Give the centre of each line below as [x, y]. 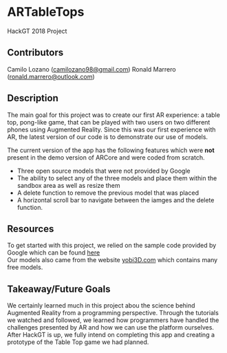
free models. [25, 267]
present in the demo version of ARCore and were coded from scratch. [106, 157]
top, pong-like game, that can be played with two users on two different [109, 122]
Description [33, 98]
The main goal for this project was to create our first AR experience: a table [113, 115]
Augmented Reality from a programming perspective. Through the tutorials [113, 313]
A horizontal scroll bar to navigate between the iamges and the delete [116, 200]
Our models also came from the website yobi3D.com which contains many [112, 260]
